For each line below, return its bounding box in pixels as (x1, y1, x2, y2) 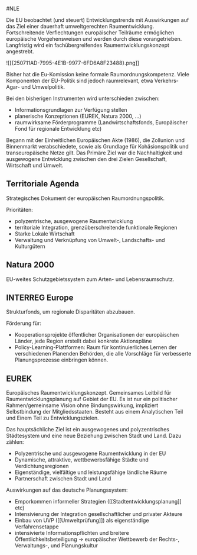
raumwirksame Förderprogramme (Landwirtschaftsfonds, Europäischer (14, 119, 188, 126)
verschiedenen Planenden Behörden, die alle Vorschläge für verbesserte (14, 350, 192, 357)
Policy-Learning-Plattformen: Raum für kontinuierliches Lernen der (14, 344, 177, 351)
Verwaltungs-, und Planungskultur (14, 542, 98, 549)
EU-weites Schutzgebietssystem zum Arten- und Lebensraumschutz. (6, 275, 175, 283)
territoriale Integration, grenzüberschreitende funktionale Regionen (14, 224, 178, 231)
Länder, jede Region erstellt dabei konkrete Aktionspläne (14, 337, 152, 345)
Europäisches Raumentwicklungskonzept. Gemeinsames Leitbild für (6, 389, 172, 396)
